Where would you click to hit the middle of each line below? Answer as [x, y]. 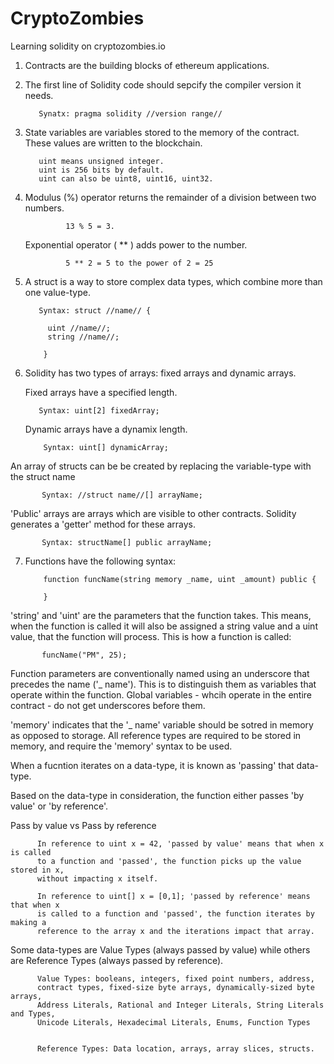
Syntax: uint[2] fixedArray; [99, 410]
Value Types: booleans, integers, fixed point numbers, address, [175, 978]
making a [28, 922]
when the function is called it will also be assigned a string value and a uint [164, 626]
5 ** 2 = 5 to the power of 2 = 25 [139, 263]
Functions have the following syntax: [100, 561]
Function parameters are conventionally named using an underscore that [160, 673]
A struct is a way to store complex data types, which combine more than [173, 281]
